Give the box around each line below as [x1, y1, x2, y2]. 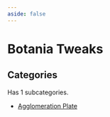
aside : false [7, 10, 46, 18]
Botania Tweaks [7, 40, 104, 57]
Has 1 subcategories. [7, 88, 69, 96]
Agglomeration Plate [17, 101, 78, 110]
